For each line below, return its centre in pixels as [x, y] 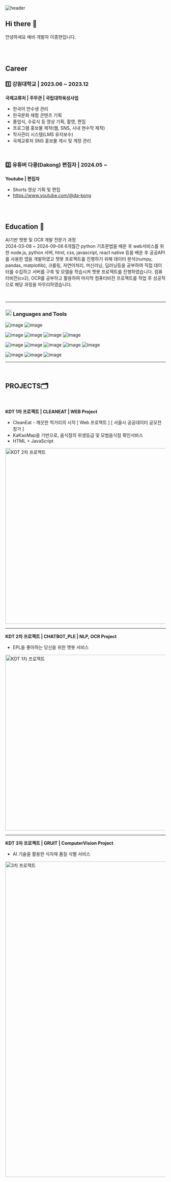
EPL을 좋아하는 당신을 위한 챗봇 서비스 [51, 647]
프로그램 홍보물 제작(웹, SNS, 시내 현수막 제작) [59, 128]
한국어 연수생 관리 [30, 109]
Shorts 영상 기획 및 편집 [36, 190]
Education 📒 [25, 227]
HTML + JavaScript [33, 441]
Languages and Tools [40, 314]
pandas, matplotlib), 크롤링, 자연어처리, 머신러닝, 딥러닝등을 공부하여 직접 [79, 265]
